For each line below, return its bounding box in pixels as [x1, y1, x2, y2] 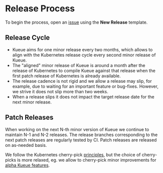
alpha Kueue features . [5, 162, 50, 168]
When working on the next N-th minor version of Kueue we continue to [5, 126, 149, 132]
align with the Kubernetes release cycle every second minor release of [12, 52, 156, 58]
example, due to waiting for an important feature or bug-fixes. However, [12, 83, 159, 89]
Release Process [5, 3, 75, 14]
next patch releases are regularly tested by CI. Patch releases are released [5, 137, 157, 143]
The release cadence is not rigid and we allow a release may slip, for [12, 78, 152, 84]
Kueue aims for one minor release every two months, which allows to [12, 46, 153, 52]
